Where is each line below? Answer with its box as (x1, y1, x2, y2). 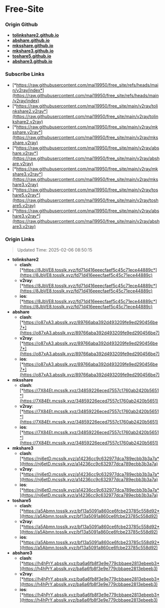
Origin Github (5, 21, 38, 28)
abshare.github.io (12, 37, 50, 43)
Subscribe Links (5, 71, 45, 77)
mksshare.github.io (12, 43, 54, 49)
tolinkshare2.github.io (12, 32, 59, 38)
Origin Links (5, 236, 35, 243)
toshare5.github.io (12, 53, 52, 59)
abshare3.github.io (12, 58, 53, 65)
